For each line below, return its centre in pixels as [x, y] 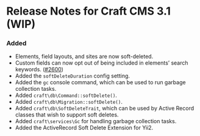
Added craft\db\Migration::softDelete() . [69, 102]
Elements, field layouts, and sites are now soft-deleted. [84, 57]
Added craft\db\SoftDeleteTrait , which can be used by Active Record [105, 109]
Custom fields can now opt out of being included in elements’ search [102, 63]
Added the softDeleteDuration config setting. [72, 76]
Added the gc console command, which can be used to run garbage [100, 82]
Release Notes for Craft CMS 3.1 [88, 11]
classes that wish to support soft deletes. [67, 115]
